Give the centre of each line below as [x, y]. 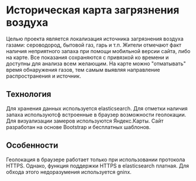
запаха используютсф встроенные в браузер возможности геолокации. [96, 114]
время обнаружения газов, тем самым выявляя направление [83, 69]
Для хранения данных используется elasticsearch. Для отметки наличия [97, 108]
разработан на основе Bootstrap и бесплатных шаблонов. [78, 127]
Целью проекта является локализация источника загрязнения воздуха [95, 39]
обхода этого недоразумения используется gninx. [69, 172]
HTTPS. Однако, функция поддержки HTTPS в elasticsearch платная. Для [97, 166]
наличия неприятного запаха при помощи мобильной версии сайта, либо [98, 51]
